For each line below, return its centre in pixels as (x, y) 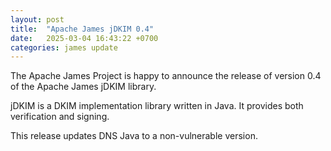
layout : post (37, 19)
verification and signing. (60, 117)
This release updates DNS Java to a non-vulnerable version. (134, 136)
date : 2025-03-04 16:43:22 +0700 (84, 38)
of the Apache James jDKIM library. (83, 87)
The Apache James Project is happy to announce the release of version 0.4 (166, 76)
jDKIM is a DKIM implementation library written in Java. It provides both (157, 106)
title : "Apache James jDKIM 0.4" (82, 29)
